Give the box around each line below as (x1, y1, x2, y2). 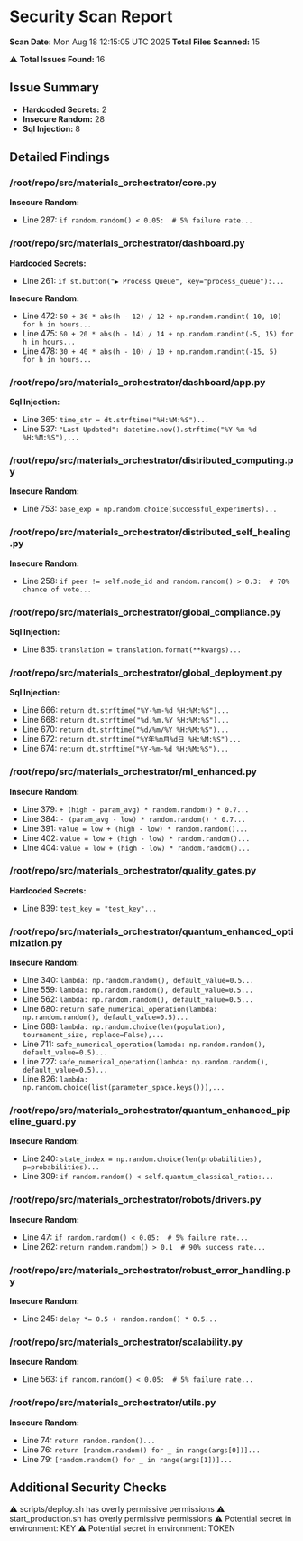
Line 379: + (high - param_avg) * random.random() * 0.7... (22, 803, 250, 815)
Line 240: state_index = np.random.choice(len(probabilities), (22, 1153, 262, 1164)
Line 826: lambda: (22, 1073, 88, 1084)
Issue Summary (9, 80, 99, 96)
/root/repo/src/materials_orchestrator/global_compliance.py (9, 606, 281, 619)
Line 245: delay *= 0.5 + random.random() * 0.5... (22, 1313, 218, 1324)
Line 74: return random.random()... (22, 1434, 156, 1445)
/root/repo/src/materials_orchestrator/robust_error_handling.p (9, 1263, 291, 1276)
